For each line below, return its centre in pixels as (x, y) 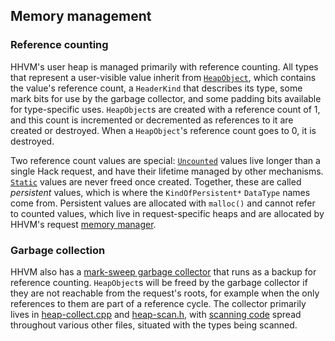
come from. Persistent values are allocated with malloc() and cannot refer (163, 203)
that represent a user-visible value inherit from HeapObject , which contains (163, 77)
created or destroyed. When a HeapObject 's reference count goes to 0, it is (163, 130)
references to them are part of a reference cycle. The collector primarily (158, 303)
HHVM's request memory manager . (83, 224)
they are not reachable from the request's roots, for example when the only (165, 293)
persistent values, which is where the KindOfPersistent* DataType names (160, 192)
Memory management (81, 16)
